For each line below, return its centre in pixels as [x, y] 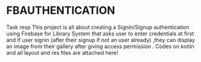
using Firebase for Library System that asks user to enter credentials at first [100, 33]
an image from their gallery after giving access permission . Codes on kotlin [100, 46]
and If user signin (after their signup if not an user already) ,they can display [101, 40]
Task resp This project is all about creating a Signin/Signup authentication [98, 27]
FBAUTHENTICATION [61, 11]
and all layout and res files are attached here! [62, 52]
